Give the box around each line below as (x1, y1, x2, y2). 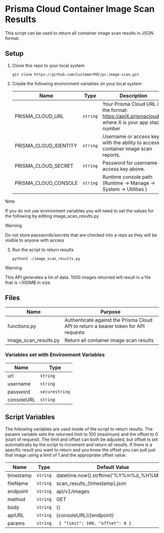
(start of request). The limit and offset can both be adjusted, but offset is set (5, 436, 158, 442)
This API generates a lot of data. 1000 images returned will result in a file (5, 274, 151, 280)
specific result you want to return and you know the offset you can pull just (5, 447, 156, 453)
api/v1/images (56, 488, 90, 495)
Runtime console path (102, 173, 153, 180)
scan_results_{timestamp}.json (56, 480, 127, 486)
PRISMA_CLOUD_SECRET (14, 162, 74, 169)
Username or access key (102, 133, 160, 140)
